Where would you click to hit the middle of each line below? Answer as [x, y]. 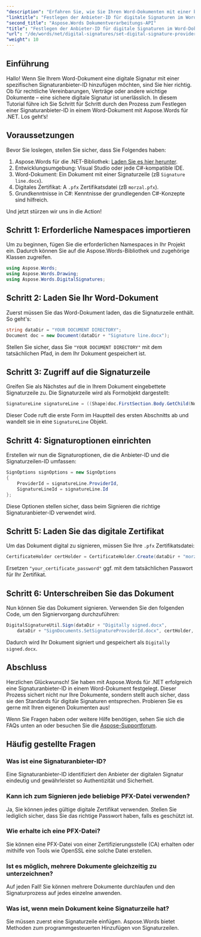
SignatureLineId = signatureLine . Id [63, 489]
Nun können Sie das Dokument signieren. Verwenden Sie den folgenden [95, 608]
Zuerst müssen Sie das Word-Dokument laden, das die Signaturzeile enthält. [100, 312]
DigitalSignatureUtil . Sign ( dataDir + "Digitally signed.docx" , [87, 625]
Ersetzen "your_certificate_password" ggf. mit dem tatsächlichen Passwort [100, 568]
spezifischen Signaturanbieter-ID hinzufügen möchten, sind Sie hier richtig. [99, 85]
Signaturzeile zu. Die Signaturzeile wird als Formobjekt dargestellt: [88, 393]
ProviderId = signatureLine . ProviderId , [68, 483]
